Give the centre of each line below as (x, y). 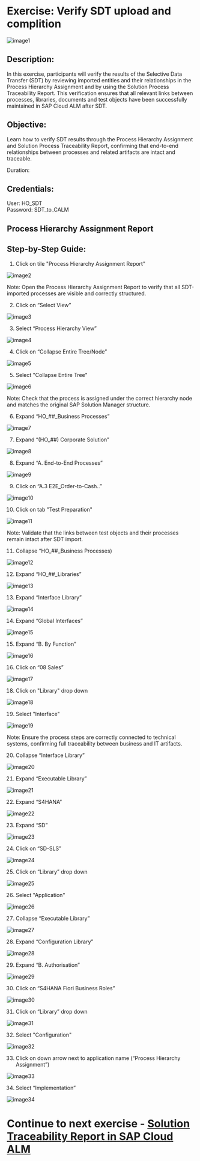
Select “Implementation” (46, 1088)
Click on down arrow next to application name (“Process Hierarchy (98, 1058)
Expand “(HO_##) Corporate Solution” (62, 440)
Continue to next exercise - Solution (98, 1123)
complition (34, 24)
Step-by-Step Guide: (47, 249)
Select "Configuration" (44, 1035)
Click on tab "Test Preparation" (54, 509)
